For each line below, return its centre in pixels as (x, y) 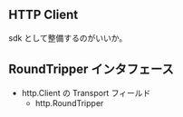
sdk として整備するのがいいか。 (68, 38)
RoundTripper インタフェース (91, 69)
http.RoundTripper (69, 102)
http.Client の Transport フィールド (86, 93)
